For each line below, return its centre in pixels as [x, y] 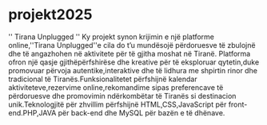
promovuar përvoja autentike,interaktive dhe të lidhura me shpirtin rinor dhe [133, 70]
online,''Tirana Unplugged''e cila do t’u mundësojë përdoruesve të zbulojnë [132, 45]
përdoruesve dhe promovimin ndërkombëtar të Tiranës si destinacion [122, 96]
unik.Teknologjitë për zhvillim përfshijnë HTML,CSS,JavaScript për [118, 104]
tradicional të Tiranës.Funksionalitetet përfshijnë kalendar [103, 79]
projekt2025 [50, 15]
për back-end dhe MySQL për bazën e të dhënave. [141, 112]
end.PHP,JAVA [32, 112]
